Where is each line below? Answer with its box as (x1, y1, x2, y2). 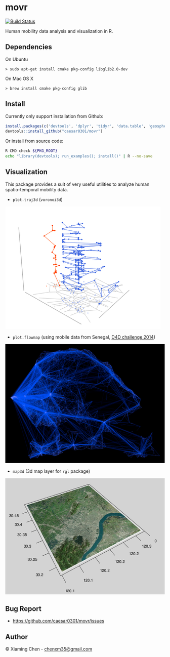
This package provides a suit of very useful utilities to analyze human (5, 181, 150, 187)
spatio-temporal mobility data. (5, 186, 68, 192)
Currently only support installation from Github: (5, 113, 104, 119)
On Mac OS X (5, 75, 34, 81)
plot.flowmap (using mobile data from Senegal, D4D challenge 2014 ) (12, 334, 156, 340)
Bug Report (5, 604, 42, 613)
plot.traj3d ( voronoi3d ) (12, 196, 63, 202)
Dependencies (5, 43, 52, 52)
